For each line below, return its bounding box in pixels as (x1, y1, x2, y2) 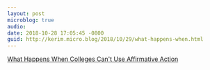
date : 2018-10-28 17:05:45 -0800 (7, 29, 104, 37)
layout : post (7, 10, 45, 17)
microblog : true (7, 17, 54, 24)
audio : (7, 23, 26, 30)
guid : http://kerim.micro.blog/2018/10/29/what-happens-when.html (7, 36, 204, 43)
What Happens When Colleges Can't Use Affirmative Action (7, 55, 179, 63)
